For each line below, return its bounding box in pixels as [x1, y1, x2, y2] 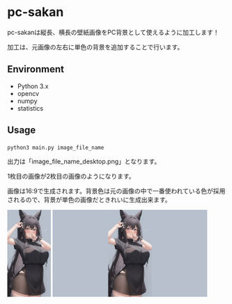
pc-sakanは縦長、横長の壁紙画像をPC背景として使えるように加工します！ [7, 28, 219, 36]
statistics [17, 104, 44, 112]
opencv [17, 89, 40, 97]
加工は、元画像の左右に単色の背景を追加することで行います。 [7, 42, 184, 51]
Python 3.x [17, 81, 49, 90]
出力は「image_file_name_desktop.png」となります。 [7, 157, 161, 166]
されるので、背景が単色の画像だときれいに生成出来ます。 [7, 195, 172, 204]
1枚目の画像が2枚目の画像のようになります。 [7, 172, 135, 180]
